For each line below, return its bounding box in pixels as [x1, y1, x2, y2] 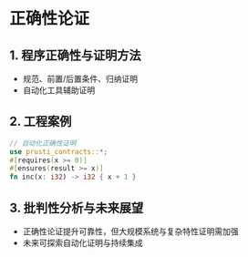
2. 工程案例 [9, 114, 72, 129]
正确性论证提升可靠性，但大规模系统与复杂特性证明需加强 [22, 226, 239, 237]
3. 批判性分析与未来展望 [9, 200, 144, 215]
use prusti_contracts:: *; [9, 147, 108, 156]
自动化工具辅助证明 [22, 85, 96, 96]
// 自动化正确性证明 [9, 139, 77, 148]
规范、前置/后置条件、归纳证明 [22, 74, 139, 84]
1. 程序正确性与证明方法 [9, 47, 141, 63]
